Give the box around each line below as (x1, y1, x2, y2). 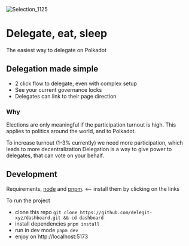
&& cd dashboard (63, 215, 104, 221)
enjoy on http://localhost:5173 (14, 233, 89, 240)
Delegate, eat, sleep (6, 27, 108, 40)
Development (6, 169, 58, 179)
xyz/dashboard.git (14, 215, 61, 221)
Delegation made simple (6, 64, 99, 74)
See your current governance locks (14, 86, 102, 93)
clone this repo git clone (14, 208, 78, 215)
